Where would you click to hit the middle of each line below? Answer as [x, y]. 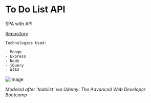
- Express [16, 56]
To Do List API [35, 9]
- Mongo [14, 52]
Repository [17, 33]
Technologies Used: [26, 43]
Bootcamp [16, 95]
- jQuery [15, 65]
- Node [12, 61]
